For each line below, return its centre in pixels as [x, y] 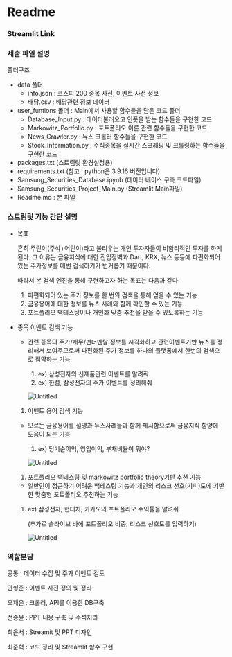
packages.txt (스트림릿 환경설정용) [65, 163]
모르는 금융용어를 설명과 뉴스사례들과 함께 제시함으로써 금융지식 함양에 [123, 425]
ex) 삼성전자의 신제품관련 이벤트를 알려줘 [93, 374]
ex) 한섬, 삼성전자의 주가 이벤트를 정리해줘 [95, 383]
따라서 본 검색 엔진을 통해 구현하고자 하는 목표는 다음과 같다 [98, 280]
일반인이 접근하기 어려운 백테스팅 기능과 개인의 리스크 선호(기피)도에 [119, 485]
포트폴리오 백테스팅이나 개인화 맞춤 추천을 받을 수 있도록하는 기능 [115, 312]
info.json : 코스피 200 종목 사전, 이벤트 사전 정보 [93, 94]
